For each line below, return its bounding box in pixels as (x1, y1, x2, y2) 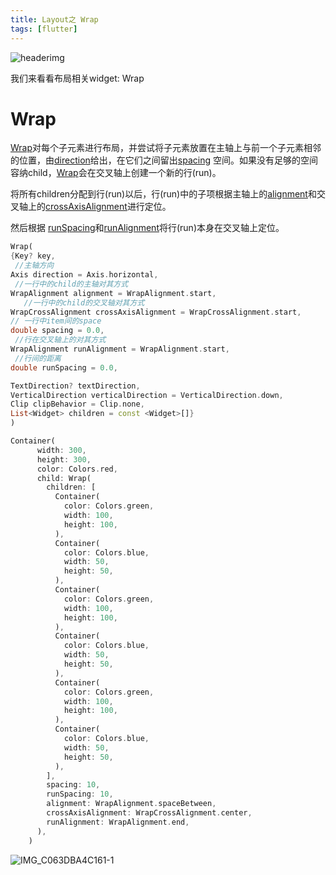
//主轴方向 (14, 261, 55, 271)
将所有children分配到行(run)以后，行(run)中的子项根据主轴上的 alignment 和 (10, 188, 317, 200)
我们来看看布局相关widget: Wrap (10, 72, 145, 84)
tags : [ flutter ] (10, 24, 78, 34)
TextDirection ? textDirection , (10, 381, 141, 391)
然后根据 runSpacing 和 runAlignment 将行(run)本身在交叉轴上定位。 (10, 222, 285, 234)
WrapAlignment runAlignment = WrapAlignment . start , (10, 344, 230, 355)
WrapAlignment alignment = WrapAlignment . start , (10, 288, 217, 298)
